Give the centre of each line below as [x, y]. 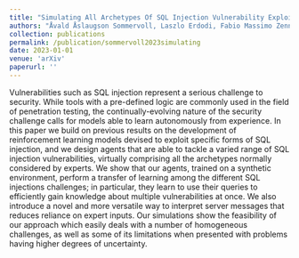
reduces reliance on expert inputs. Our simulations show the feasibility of [143, 215]
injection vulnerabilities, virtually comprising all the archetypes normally [141, 158]
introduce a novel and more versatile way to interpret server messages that [147, 206]
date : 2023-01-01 [41, 51]
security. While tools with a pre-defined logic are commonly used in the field [149, 101]
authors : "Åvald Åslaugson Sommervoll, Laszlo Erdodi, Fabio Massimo [141, 26]
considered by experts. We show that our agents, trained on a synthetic [140, 168]
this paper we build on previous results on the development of [123, 130]
